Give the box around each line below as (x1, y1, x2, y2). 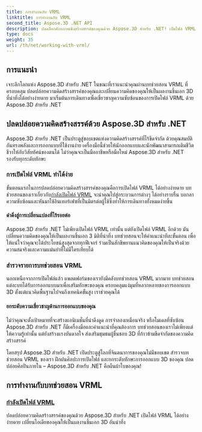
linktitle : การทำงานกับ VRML (6, 14, 71, 20)
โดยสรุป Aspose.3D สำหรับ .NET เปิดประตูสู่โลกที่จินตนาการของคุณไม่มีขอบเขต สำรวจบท (6, 348, 189, 356)
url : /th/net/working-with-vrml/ (6, 43, 90, 49)
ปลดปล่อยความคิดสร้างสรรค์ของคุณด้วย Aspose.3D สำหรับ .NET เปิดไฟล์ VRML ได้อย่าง (6, 412, 189, 419)
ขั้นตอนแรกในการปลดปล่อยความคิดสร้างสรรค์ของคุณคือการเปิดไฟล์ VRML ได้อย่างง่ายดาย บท (6, 184, 192, 191)
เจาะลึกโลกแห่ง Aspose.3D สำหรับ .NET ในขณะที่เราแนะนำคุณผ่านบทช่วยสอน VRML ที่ (6, 81, 188, 88)
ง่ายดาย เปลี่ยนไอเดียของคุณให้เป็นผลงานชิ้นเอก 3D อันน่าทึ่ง (6, 419, 126, 426)
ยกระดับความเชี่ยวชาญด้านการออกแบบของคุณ (6, 302, 96, 310)
